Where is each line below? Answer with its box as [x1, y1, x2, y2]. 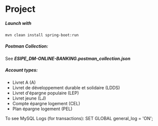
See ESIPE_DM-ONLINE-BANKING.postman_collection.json [5, 56, 131, 62]
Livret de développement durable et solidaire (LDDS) [12, 85, 120, 91]
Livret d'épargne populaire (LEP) [12, 90, 79, 96]
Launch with [5, 20, 32, 26]
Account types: [5, 67, 38, 73]
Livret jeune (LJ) [12, 95, 46, 101]
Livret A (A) [12, 79, 36, 85]
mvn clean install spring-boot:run [5, 33, 79, 38]
